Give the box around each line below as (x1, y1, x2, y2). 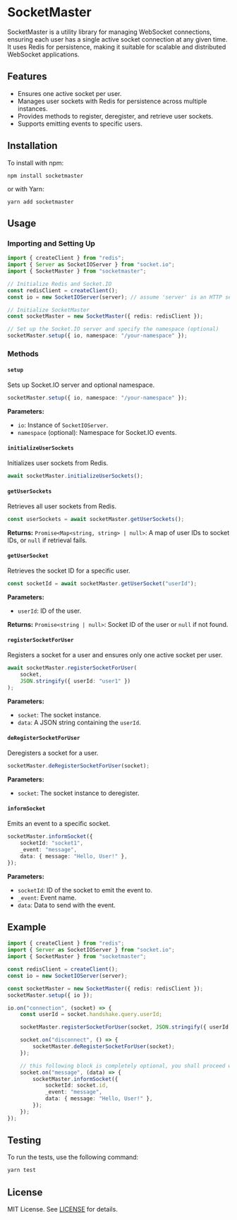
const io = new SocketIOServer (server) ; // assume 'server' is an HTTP (7, 294, 222, 301)
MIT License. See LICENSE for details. (7, 1205, 118, 1214)
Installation (7, 140, 58, 152)
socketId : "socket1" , (20, 839, 83, 847)
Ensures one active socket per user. (17, 89, 122, 97)
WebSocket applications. (7, 50, 80, 59)
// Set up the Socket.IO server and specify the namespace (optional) (7, 325, 219, 333)
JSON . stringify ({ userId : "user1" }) (20, 678, 131, 685)
